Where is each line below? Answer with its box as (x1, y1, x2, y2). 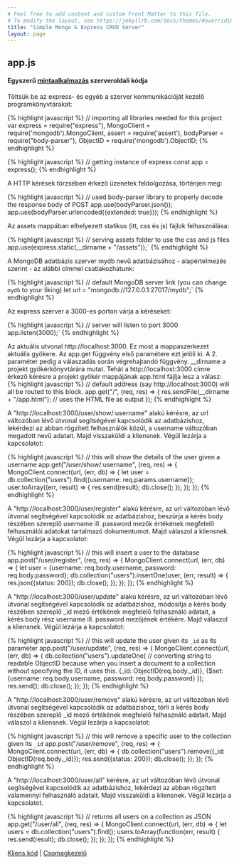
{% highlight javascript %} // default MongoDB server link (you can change (7, 278, 227, 287)
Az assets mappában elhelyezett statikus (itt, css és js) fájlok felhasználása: (7, 221, 230, 230)
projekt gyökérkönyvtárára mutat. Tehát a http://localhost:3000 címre (7, 364, 211, 373)
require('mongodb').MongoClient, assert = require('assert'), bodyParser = (7, 129, 224, 137)
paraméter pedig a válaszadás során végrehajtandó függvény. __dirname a (7, 357, 226, 366)
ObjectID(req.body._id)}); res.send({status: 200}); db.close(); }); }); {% (7, 754, 213, 763)
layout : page (7, 30, 46, 38)
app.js (7, 56, 36, 68)
